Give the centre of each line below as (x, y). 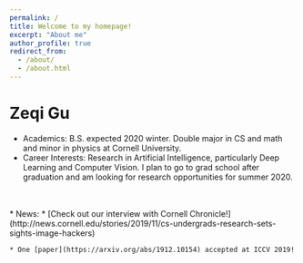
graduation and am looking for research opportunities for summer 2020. (157, 177)
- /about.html (44, 69)
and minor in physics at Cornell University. (102, 148)
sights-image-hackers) (52, 233)
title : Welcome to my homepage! (71, 26)
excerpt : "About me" (49, 34)
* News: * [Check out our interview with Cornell (99, 213)
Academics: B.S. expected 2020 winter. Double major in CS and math (152, 138)
